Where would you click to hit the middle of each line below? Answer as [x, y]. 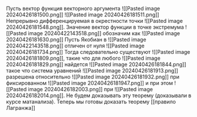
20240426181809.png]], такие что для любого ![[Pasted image [83, 58]
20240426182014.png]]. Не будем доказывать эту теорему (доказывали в [99, 95]
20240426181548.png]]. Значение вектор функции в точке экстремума [95, 27]
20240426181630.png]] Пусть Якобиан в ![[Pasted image [76, 39]
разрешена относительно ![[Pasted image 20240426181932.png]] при [93, 77]
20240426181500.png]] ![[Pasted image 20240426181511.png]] [83, 15]
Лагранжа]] [21, 108]
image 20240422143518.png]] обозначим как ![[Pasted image [104, 33]
